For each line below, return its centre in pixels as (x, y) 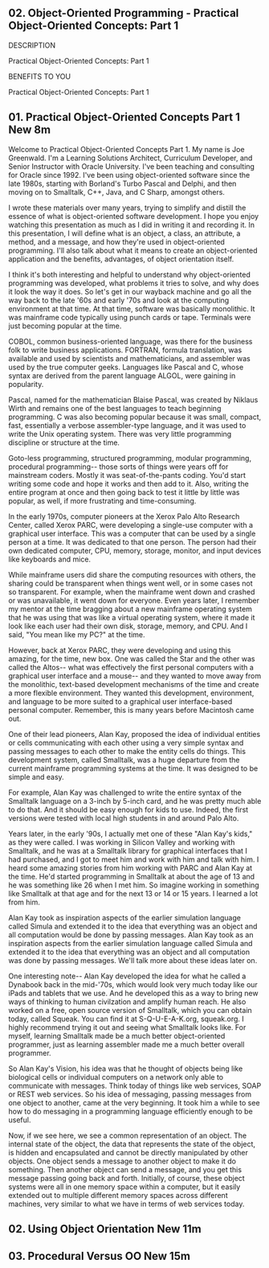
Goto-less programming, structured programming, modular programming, (130, 458)
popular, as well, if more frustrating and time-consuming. (102, 500)
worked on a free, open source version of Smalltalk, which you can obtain (130, 1010)
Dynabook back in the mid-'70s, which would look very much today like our (133, 984)
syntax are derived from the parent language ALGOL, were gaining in (122, 375)
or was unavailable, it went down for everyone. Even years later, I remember (134, 600)
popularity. (26, 384)
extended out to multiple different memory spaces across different (118, 1195)
